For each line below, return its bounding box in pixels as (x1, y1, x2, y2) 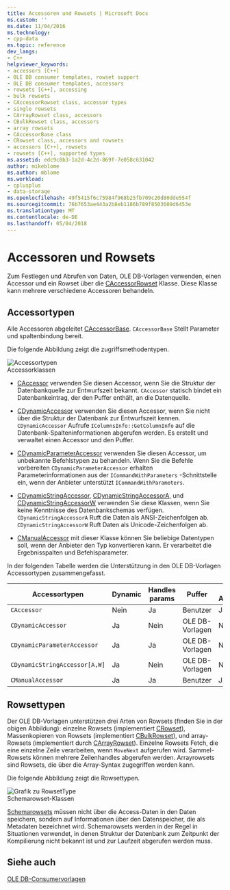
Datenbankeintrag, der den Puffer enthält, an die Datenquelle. (16, 394, 191, 402)
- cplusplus (7, 182, 41, 189)
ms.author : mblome (7, 169, 60, 176)
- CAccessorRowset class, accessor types (7, 99, 127, 106)
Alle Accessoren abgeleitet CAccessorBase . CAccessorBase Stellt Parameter (7, 325, 220, 333)
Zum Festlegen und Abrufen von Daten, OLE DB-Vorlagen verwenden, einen (7, 272, 221, 281)
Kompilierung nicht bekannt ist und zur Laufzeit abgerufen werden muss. (7, 837, 213, 845)
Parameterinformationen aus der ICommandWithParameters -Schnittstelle (16, 471, 217, 479)
